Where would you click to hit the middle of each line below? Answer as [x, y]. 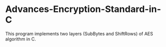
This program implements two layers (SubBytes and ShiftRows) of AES [79, 33]
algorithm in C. [21, 39]
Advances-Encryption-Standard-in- [83, 9]
